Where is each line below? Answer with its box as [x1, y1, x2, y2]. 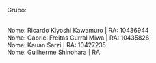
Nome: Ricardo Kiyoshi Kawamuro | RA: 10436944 [7, 27, 149, 34]
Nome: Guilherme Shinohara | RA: [7, 48, 102, 56]
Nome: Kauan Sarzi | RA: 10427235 [7, 41, 106, 49]
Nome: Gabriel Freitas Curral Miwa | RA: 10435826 [7, 34, 150, 42]
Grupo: [7, 6, 27, 14]
